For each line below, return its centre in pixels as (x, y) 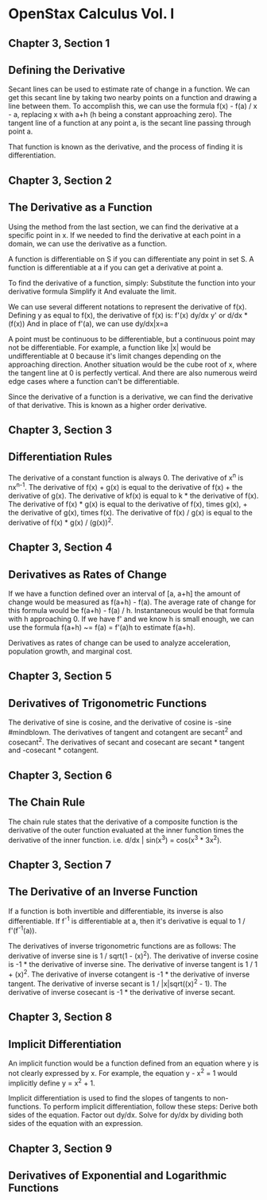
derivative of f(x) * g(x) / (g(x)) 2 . (61, 522)
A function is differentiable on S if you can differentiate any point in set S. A (131, 258)
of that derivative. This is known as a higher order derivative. (108, 405)
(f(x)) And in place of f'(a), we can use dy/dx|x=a (88, 324)
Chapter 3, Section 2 (60, 180)
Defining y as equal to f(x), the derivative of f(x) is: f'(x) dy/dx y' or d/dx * (128, 315)
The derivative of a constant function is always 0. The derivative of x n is (126, 476)
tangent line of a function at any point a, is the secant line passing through (130, 123)
